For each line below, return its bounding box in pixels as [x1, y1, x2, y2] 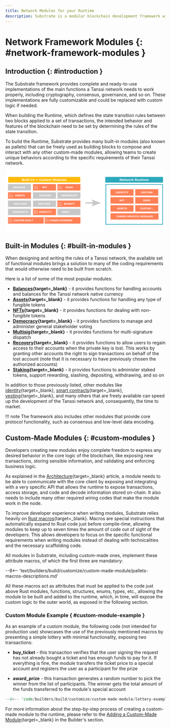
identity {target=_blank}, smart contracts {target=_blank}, [5, 387, 124, 394]
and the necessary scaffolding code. [5, 542, 82, 549]
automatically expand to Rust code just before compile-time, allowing [5, 521, 151, 527]
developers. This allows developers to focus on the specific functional [5, 532, 153, 538]
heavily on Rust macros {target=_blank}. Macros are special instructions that [5, 515, 164, 521]
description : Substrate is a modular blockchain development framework [5, 13, 160, 19]
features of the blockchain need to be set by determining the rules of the [5, 123, 158, 129]
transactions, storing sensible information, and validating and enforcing [5, 458, 155, 464]
